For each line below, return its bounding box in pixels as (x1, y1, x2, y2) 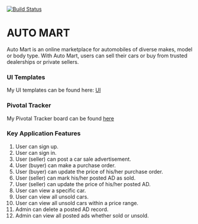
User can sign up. (15, 142, 59, 150)
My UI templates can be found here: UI (7, 86, 101, 94)
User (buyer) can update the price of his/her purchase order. (15, 168, 163, 175)
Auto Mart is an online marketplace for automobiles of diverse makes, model (7, 46, 193, 53)
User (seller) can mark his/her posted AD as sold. (15, 174, 136, 181)
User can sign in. (15, 149, 57, 156)
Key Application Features (7, 129, 81, 138)
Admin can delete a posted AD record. (15, 206, 109, 213)
